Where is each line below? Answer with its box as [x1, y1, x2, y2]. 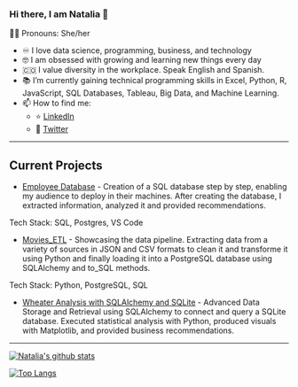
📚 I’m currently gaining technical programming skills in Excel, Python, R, [21, 75, 287, 86]
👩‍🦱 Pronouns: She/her [9, 28, 90, 39]
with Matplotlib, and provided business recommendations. [21, 325, 235, 336]
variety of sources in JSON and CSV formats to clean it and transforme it [21, 244, 288, 255]
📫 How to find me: [21, 97, 91, 109]
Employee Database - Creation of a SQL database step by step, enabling [21, 182, 287, 192]
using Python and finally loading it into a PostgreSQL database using [21, 253, 273, 264]
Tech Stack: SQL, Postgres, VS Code [9, 217, 144, 228]
